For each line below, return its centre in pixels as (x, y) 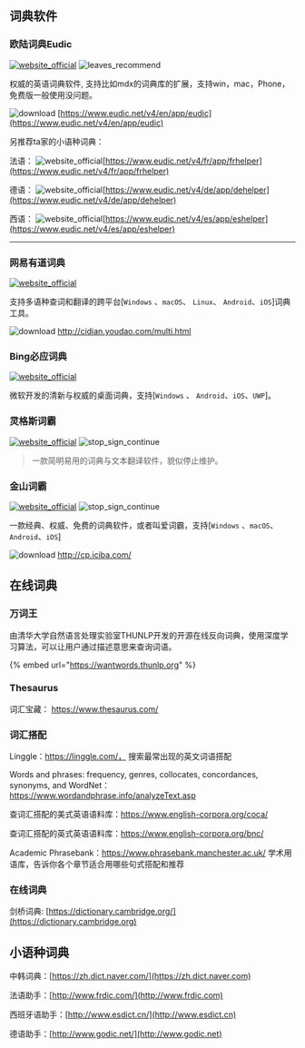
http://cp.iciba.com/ (94, 554)
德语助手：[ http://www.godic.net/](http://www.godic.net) (116, 1034)
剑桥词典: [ (30, 912)
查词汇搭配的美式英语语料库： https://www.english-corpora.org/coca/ (139, 815)
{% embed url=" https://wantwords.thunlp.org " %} (103, 665)
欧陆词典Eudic (41, 44)
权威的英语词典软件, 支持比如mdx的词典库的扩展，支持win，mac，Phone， (150, 84)
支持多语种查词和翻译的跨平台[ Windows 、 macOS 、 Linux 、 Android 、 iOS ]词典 (150, 302)
